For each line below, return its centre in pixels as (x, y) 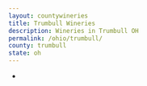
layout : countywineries (48, 16)
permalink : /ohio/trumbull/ (56, 38)
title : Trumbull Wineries (52, 23)
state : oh (25, 53)
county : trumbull (38, 46)
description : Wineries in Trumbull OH (73, 31)
